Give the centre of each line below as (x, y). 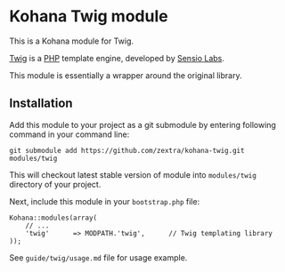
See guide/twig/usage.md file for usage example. (98, 257)
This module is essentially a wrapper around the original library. (126, 75)
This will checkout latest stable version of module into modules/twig (133, 174)
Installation (41, 104)
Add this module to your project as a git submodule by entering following (142, 124)
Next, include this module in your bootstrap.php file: (105, 201)
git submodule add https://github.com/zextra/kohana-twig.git (127, 150)
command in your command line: (69, 134)
